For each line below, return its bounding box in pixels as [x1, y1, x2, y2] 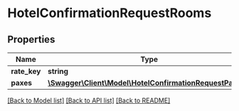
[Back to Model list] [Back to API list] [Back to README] [7, 96, 171, 105]
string [47, 66, 69, 76]
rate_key [11, 66, 41, 76]
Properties [7, 33, 55, 46]
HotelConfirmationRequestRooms [7, 5, 212, 21]
